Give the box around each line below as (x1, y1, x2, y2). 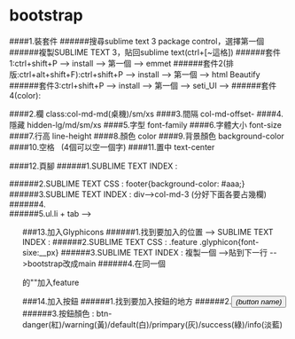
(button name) (236, 296, 283, 306)
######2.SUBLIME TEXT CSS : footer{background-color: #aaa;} (9, 178, 245, 189)
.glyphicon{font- (198, 236, 260, 247)
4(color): (9, 90, 42, 100)
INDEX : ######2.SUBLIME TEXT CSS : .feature (21, 236, 198, 247)
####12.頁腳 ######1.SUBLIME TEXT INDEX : (9, 161, 178, 171)
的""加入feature (21, 277, 80, 288)
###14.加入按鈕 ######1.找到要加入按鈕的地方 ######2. (21, 296, 232, 306)
